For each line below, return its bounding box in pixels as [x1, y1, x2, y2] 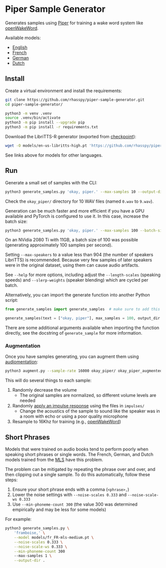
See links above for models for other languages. [5, 152, 103, 158]
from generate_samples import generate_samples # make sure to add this [5, 307, 161, 312]
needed [19, 398, 36, 403]
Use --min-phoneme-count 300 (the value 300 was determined [12, 502, 138, 508]
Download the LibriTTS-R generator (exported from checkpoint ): [5, 134, 137, 139]
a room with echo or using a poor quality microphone [19, 413, 128, 419]
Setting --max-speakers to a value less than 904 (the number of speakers [5, 252, 154, 258]
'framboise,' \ [14, 530, 45, 536]
